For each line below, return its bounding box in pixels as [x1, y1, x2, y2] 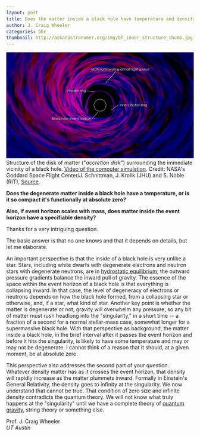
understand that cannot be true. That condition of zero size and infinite [6, 387, 180, 394]
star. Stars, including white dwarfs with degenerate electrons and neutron [6, 261, 186, 268]
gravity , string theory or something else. [6, 406, 105, 413]
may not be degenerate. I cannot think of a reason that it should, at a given [6, 343, 189, 351]
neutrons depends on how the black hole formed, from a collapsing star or [6, 293, 189, 300]
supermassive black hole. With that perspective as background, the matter [6, 324, 189, 331]
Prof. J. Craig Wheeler [6, 417, 61, 425]
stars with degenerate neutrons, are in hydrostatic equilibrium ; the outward [6, 268, 190, 275]
